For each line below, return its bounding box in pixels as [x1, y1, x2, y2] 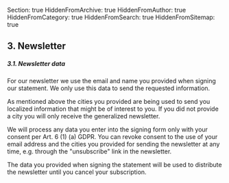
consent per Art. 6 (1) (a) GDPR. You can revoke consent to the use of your [7, 133, 218, 141]
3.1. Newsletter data [7, 59, 66, 67]
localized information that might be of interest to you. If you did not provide [7, 105, 219, 113]
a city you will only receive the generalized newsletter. [7, 112, 160, 120]
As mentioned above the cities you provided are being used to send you [7, 98, 210, 106]
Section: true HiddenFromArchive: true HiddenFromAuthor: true [7, 6, 186, 14]
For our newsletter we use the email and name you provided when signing [7, 77, 216, 85]
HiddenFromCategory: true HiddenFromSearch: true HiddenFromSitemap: [7, 13, 215, 21]
